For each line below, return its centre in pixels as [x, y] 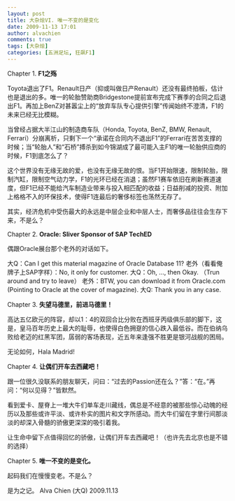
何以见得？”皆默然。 [51, 390]
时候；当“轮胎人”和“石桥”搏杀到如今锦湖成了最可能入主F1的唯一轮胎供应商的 [117, 147]
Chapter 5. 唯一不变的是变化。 [51, 460]
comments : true [29, 40]
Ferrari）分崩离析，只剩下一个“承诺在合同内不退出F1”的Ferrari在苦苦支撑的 [115, 138]
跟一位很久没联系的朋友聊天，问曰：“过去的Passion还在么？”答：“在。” [108, 381]
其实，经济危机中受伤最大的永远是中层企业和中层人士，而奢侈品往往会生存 [114, 211]
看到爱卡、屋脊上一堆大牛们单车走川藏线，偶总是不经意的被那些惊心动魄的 [114, 405]
